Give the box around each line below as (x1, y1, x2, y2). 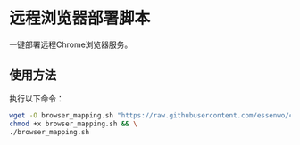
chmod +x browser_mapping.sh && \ (9, 119, 138, 128)
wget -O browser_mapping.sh (9, 110, 114, 120)
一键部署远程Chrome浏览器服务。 (9, 39, 133, 50)
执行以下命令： (9, 93, 64, 103)
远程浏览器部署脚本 (9, 8, 151, 28)
